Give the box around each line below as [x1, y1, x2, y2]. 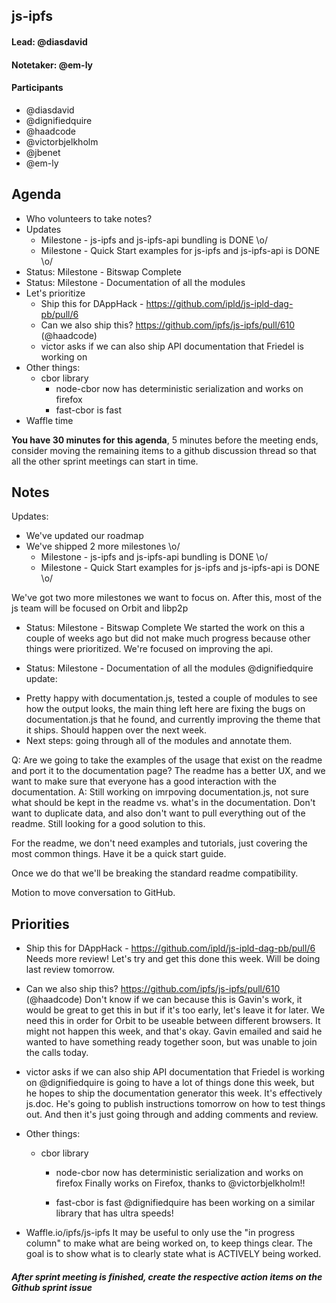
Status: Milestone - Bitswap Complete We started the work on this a [25, 622, 306, 634]
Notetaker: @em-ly [11, 59, 94, 71]
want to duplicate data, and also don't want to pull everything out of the [11, 807, 306, 819]
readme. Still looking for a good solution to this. [11, 818, 206, 830]
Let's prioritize [25, 287, 86, 299]
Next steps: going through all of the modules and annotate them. [25, 735, 293, 747]
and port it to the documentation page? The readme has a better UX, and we [11, 765, 326, 777]
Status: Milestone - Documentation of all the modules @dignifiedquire [25, 662, 314, 674]
